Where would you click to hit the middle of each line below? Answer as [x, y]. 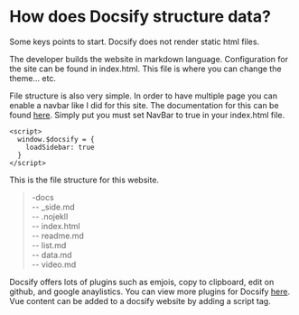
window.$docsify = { [56, 139]
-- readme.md [57, 236]
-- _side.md [53, 207]
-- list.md [49, 245]
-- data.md [51, 255]
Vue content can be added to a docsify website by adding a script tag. [140, 301]
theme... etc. [33, 78]
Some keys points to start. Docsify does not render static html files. [135, 42]
